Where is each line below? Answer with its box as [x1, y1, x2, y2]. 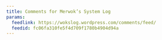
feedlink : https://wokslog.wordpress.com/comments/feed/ [11, 19, 157, 25]
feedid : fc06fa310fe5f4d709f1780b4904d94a [11, 25, 119, 31]
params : [6, 14, 26, 20]
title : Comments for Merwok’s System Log [6, 8, 111, 15]
